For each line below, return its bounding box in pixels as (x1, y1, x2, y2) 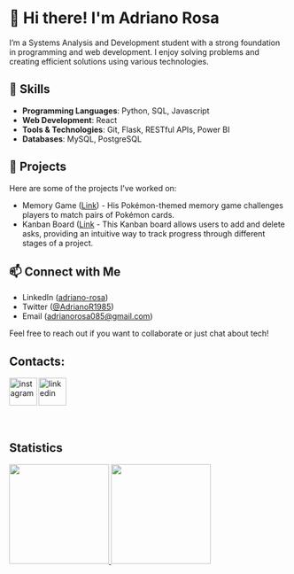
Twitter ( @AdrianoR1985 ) (21, 301, 114, 313)
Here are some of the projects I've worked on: (9, 182, 177, 193)
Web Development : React (21, 114, 118, 125)
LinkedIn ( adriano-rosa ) (21, 292, 109, 303)
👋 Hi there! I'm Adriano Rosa (9, 8, 220, 28)
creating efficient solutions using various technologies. (9, 56, 210, 66)
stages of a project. (21, 237, 94, 248)
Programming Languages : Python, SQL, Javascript (21, 105, 210, 116)
